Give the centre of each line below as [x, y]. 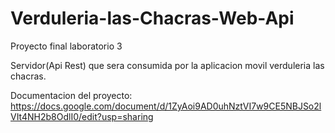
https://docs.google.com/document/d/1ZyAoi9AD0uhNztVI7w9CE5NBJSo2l [166, 106]
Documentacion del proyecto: [71, 95]
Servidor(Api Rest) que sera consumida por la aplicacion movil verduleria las [167, 65]
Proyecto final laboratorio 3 [66, 46]
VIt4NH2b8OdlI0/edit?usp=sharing [82, 116]
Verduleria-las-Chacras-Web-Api [152, 18]
